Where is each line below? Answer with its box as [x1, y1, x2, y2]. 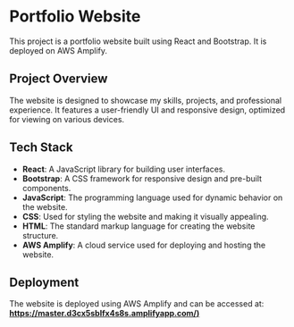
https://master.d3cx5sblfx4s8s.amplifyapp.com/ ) [9, 308, 200, 319]
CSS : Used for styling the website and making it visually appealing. [21, 211, 270, 222]
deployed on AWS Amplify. [9, 45, 108, 55]
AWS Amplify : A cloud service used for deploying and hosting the [21, 239, 266, 250]
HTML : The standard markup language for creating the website [21, 221, 256, 231]
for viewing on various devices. [9, 113, 125, 124]
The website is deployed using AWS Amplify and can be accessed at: [9, 298, 265, 309]
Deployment [9, 274, 80, 289]
